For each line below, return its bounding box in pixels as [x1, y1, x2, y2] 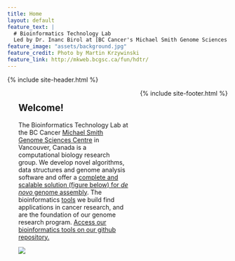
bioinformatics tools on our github [18, 225, 116, 234]
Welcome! [18, 102, 65, 114]
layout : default [7, 17, 55, 24]
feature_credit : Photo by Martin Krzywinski [7, 50, 140, 57]
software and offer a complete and [18, 173, 119, 182]
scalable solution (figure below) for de [18, 180, 128, 189]
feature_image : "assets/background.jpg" [7, 43, 128, 50]
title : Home [7, 10, 42, 18]
